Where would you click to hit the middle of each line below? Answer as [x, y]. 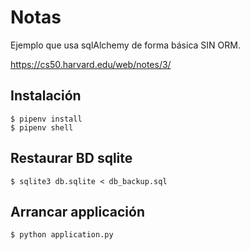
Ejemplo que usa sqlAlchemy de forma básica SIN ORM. [125, 45]
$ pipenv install [46, 119]
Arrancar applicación [77, 211]
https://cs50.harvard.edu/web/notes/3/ [91, 64]
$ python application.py [62, 235]
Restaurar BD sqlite [71, 158]
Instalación [46, 96]
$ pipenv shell [42, 127]
